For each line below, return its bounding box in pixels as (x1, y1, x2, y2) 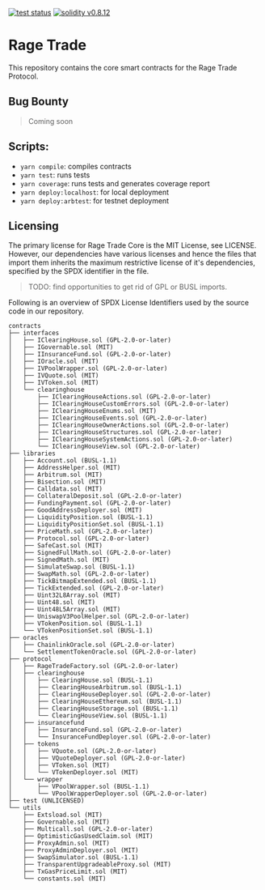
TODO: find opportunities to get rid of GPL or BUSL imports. (27, 282, 228, 292)
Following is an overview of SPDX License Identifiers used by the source (8, 298, 249, 308)
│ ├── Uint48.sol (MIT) (8, 598, 95, 607)
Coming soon (27, 116, 74, 126)
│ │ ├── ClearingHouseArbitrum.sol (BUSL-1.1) (8, 683, 183, 692)
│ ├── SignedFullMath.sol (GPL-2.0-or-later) (8, 549, 172, 557)
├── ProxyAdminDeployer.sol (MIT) (23, 846, 139, 854)
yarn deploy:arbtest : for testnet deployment (19, 195, 170, 206)
